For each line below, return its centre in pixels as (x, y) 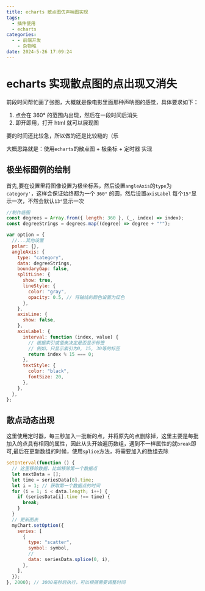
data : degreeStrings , (45, 263)
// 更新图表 (25, 519)
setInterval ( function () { (41, 463)
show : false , (39, 320)
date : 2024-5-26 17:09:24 (39, 52)
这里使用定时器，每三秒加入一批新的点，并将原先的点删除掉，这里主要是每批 (103, 436)
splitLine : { (34, 275)
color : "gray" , (48, 292)
